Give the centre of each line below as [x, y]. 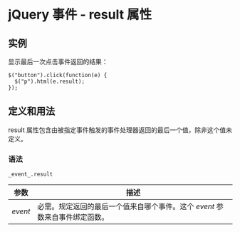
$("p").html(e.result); [49, 81]
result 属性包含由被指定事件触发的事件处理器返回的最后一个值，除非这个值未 [120, 130]
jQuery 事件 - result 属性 [80, 15]
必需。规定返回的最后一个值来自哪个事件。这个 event [126, 206]
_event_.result [31, 175]
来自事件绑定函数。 [77, 217]
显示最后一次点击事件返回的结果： [58, 62]
